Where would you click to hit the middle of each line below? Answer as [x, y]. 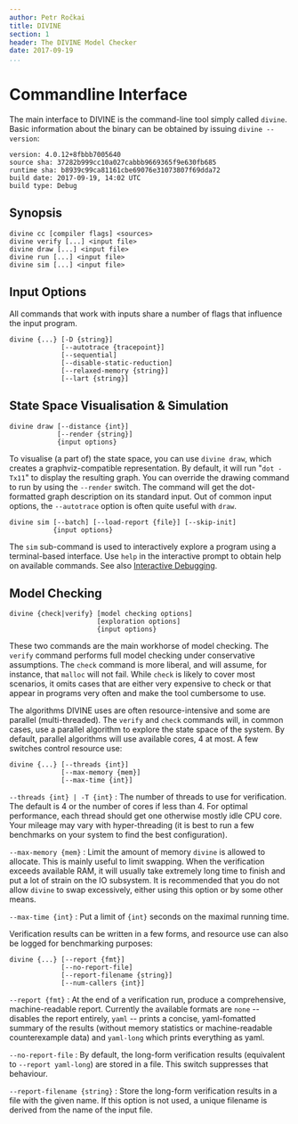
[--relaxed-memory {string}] [115, 371]
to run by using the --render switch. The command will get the [124, 487]
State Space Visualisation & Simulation [119, 406]
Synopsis [36, 213]
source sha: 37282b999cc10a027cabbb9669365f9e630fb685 [113, 163]
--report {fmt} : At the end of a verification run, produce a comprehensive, [148, 1000]
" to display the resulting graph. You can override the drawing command [157, 477]
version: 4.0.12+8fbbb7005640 [65, 155]
